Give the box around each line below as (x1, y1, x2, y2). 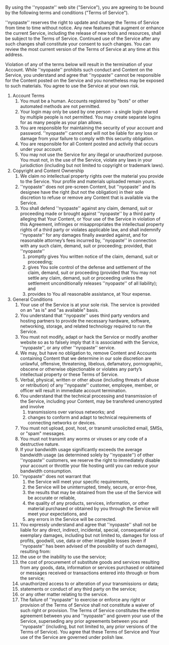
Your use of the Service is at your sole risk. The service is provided (20, 302, 160, 307)
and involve (20, 404, 44, 409)
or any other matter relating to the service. (20, 592, 108, 597)
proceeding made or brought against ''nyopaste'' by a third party (20, 210, 155, 217)
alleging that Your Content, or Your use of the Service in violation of (20, 216, 160, 222)
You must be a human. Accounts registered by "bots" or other (20, 98, 149, 104)
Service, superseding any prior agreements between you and (20, 618, 148, 624)
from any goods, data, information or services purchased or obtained (20, 565, 164, 570)
